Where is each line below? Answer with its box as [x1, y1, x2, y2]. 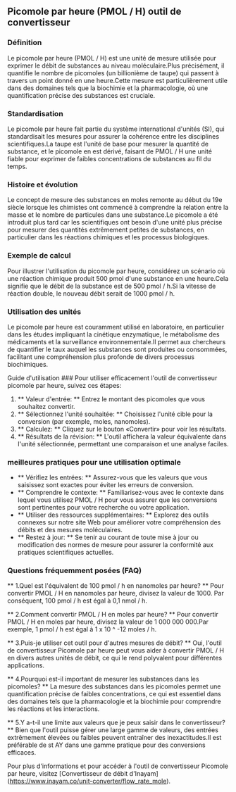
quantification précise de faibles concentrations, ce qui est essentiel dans [7, 690, 222, 698]
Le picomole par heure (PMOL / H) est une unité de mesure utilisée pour [7, 54, 217, 62]
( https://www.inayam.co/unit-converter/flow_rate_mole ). [7, 777, 171, 786]
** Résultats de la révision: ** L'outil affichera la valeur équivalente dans [17, 432, 227, 441]
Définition [7, 38, 42, 48]
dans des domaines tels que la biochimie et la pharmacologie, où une [7, 84, 209, 92]
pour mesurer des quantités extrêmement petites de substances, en [7, 225, 204, 234]
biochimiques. [7, 360, 49, 368]
